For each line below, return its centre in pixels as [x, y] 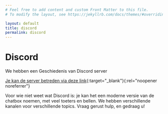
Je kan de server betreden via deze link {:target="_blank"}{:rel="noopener [81, 81]
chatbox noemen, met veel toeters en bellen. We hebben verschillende [78, 101]
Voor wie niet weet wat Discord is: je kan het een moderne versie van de [80, 96]
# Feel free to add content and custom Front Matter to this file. [77, 10]
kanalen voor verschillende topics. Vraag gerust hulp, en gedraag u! [75, 106]
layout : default [22, 23]
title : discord [21, 28]
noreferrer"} [18, 86]
